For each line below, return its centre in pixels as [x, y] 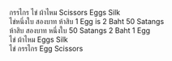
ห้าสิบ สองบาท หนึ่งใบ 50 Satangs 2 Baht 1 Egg [80, 31]
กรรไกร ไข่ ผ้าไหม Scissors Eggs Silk [65, 12]
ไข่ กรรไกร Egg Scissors [46, 49]
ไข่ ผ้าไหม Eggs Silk [39, 39]
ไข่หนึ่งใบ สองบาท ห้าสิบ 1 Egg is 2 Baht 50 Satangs [87, 21]
